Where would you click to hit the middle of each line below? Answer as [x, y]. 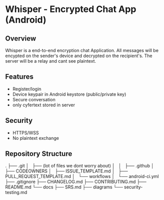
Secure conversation [34, 99]
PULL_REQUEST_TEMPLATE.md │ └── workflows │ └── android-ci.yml [82, 176]
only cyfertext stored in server [44, 105]
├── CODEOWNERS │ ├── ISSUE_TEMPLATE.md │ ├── [66, 171]
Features [19, 77]
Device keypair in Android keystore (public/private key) [69, 94]
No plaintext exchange [36, 138]
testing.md [16, 192]
